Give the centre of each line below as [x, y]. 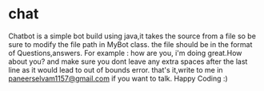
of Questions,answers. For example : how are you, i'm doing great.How [125, 53]
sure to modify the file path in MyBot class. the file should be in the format [130, 44]
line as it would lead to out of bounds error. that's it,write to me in [116, 69]
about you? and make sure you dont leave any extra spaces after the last [128, 61]
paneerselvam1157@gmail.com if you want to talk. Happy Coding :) [118, 78]
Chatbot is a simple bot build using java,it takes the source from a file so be [132, 36]
